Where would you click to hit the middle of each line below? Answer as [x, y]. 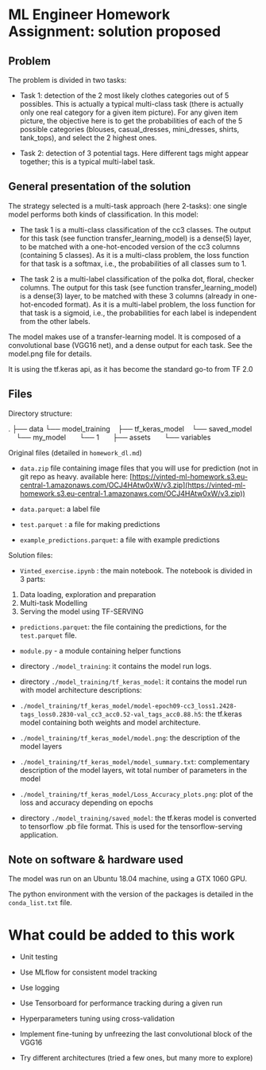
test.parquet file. [48, 635]
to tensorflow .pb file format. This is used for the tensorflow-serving [131, 826]
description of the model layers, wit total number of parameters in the [133, 770]
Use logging [39, 988]
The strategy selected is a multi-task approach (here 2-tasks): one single [128, 205]
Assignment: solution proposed [114, 31]
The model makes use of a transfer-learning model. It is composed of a [125, 337]
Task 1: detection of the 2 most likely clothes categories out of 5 [124, 96]
